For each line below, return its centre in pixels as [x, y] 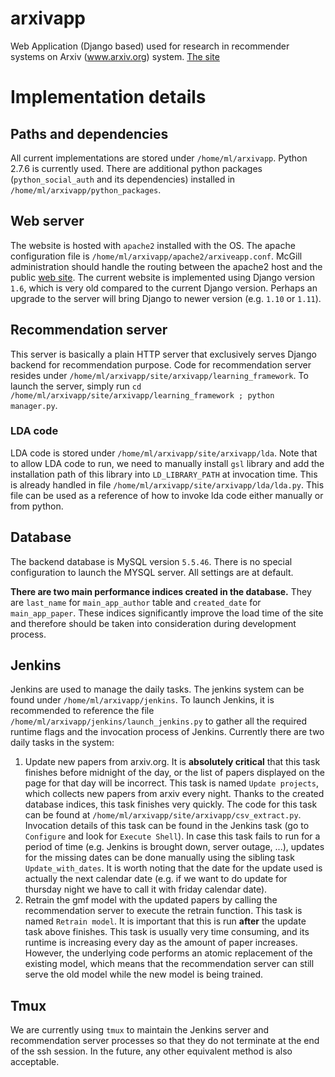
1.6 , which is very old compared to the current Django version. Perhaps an [164, 288]
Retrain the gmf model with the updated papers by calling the [151, 900]
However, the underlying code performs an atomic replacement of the [168, 953]
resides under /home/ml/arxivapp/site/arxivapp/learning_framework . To [159, 375]
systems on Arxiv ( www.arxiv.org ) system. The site [115, 56]
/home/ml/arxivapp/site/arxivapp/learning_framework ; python [142, 395]
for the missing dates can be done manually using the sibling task [159, 858]
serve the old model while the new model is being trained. [144, 974]
